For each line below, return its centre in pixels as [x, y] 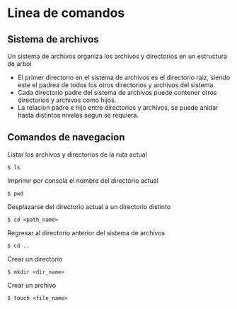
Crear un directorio [35, 259]
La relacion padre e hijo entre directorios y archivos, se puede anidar [118, 107]
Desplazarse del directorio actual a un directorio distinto [89, 206]
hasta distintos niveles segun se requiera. [78, 115]
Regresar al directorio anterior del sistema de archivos [86, 232]
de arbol [19, 64]
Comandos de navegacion [66, 137]
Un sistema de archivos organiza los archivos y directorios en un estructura [117, 56]
